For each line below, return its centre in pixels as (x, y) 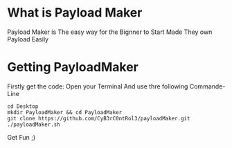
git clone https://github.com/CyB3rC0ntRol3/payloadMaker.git (99, 118)
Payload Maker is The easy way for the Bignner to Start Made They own (110, 32)
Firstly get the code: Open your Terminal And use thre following (98, 86)
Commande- (207, 86)
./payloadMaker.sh (34, 124)
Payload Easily (28, 39)
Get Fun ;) (21, 137)
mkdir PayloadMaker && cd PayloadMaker (65, 112)
